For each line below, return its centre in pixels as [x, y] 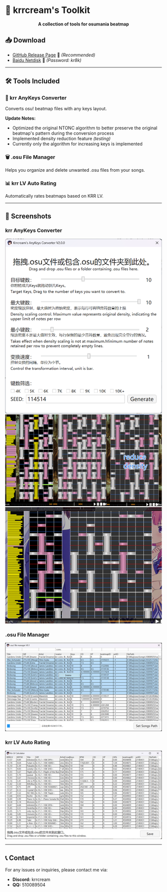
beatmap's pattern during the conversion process [63, 133]
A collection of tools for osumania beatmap [83, 24]
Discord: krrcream [31, 880]
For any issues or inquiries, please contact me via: [56, 870]
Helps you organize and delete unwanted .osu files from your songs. [75, 170]
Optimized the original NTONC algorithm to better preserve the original [85, 128]
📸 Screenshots [28, 216]
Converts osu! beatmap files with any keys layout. [56, 109]
